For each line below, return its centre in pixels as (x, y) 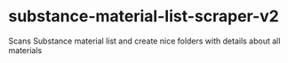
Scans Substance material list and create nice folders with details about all (144, 41)
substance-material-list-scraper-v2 (144, 16)
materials (25, 50)
